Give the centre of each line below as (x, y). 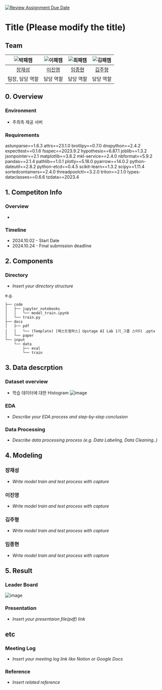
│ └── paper (20, 335)
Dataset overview (27, 382)
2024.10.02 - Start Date (36, 240)
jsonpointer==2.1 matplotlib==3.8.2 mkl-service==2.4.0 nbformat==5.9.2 (79, 156)
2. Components (29, 261)
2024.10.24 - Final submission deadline (52, 246)
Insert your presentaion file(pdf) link (49, 619)
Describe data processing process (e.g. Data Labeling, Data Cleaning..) (85, 440)
